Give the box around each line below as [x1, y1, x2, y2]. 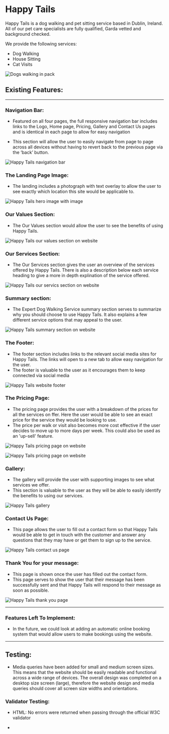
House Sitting [12, 56, 41, 62]
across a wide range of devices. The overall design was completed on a [12, 674, 162, 680]
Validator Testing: [5, 698, 50, 705]
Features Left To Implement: [5, 614, 75, 621]
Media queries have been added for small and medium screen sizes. [12, 664, 154, 670]
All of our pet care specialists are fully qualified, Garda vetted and [5, 25, 141, 31]
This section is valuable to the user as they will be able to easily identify [12, 487, 161, 493]
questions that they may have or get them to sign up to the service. [12, 537, 152, 543]
